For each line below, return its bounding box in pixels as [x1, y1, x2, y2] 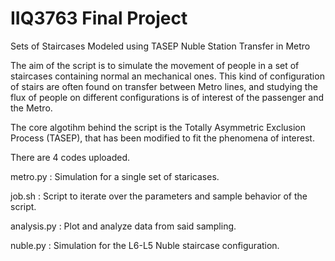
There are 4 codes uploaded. [10, 151, 131, 163]
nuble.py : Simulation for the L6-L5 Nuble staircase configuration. [10, 239, 280, 251]
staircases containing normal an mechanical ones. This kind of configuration [10, 70, 325, 82]
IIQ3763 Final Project [10, 7, 188, 30]
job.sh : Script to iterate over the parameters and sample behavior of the [10, 190, 308, 202]
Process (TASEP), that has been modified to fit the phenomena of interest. [10, 132, 315, 144]
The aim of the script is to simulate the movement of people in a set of [10, 59, 300, 71]
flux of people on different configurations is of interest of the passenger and [10, 91, 324, 103]
